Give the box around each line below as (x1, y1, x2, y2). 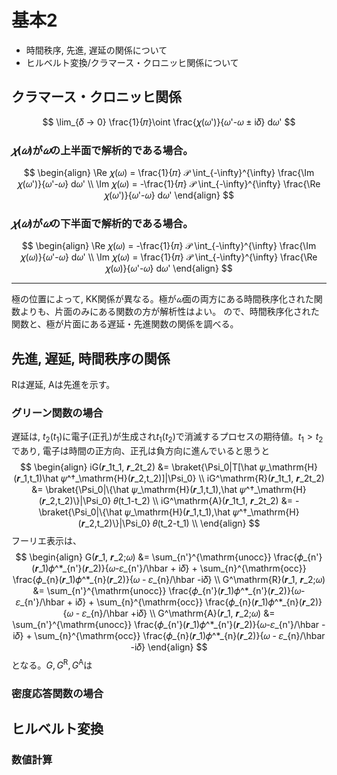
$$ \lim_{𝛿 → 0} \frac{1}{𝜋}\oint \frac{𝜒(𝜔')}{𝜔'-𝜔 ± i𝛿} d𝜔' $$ (42, 116, 296, 128)
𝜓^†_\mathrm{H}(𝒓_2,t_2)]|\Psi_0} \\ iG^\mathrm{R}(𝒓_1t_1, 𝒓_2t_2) (60, 472, 325, 485)
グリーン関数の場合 (11, 406, 104, 420)
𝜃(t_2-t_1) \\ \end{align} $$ (152, 517, 261, 530)
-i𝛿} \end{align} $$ (130, 641, 208, 653)
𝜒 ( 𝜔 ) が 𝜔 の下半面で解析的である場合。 (11, 216, 194, 230)
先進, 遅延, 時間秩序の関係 (11, 350, 171, 367)
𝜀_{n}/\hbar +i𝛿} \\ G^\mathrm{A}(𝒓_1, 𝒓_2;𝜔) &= (82, 607, 276, 620)
